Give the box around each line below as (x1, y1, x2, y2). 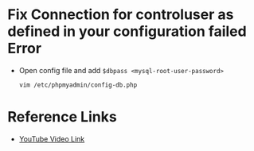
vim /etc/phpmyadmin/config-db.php (18, 81, 138, 89)
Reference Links (7, 108, 117, 126)
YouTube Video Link (18, 134, 85, 144)
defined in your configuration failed (7, 22, 248, 41)
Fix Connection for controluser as (7, 6, 234, 24)
